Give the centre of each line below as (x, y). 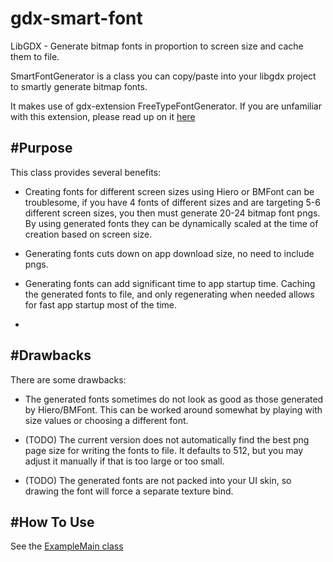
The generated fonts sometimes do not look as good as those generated (174, 399)
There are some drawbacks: (68, 379)
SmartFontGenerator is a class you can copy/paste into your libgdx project (163, 76)
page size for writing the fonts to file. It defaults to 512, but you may (164, 450)
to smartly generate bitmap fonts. (79, 86)
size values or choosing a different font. (106, 420)
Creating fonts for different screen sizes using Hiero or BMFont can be (169, 191)
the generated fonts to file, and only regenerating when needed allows (169, 294)
